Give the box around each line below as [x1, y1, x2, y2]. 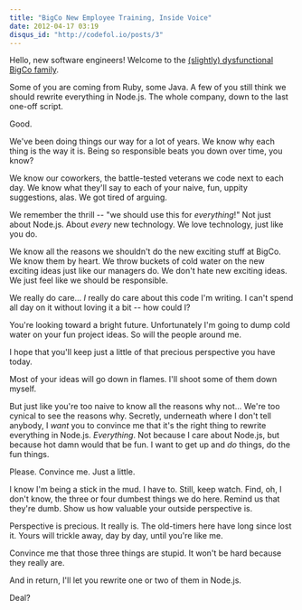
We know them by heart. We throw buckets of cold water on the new [9, 256, 265, 267]
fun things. [9, 449, 50, 460]
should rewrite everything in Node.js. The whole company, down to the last [9, 91, 289, 102]
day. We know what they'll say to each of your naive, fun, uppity [9, 183, 249, 193]
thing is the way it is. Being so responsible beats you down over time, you [9, 145, 283, 156]
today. [9, 356, 33, 367]
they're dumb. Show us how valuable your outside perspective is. [9, 503, 253, 514]
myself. [9, 383, 37, 394]
